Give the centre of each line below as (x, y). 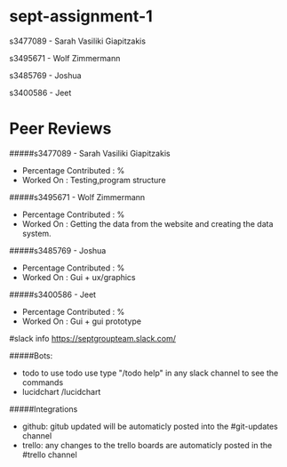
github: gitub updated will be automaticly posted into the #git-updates (150, 426)
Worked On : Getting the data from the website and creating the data (147, 223)
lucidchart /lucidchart (61, 391)
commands (43, 382)
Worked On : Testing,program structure (94, 180)
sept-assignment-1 (81, 16)
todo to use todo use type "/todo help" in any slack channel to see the (150, 373)
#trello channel (49, 455)
